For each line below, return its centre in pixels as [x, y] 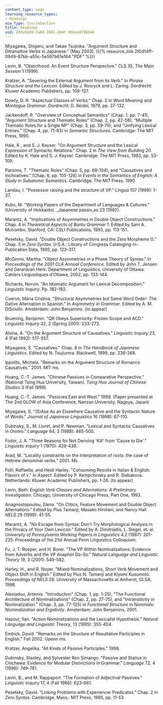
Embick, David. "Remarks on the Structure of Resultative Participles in [75, 634]
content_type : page [25, 10]
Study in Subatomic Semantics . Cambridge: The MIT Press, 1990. [71, 181]
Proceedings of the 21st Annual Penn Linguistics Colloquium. [76, 540]
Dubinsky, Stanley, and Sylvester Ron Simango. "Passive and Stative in [76, 658]
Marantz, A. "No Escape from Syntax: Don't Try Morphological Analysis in [79, 524]
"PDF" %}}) [83, 56]
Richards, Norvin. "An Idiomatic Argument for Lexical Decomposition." [75, 284]
